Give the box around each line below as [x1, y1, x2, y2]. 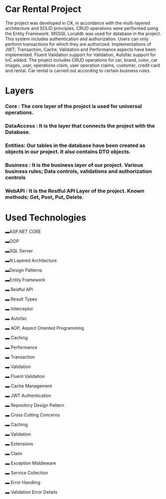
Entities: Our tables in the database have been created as [5, 142, 146, 149]
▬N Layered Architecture [5, 257, 57, 263]
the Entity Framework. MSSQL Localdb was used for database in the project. [5, 30, 162, 36]
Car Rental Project [5, 3, 82, 15]
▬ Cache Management [5, 382, 53, 389]
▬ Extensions [5, 441, 33, 447]
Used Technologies [5, 212, 87, 223]
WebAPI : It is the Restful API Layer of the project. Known [5, 187, 145, 194]
